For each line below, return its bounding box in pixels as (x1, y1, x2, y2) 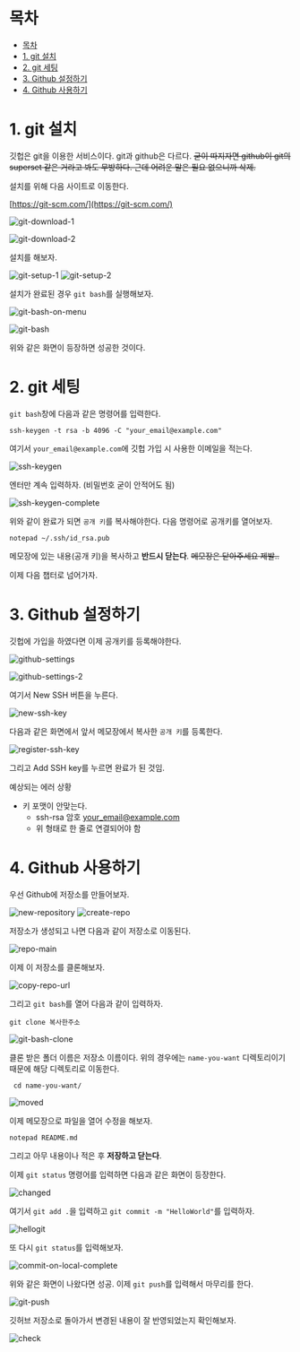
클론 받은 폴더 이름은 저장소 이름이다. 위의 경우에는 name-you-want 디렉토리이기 (9, 1052, 287, 1062)
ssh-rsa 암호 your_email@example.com (35, 811, 181, 822)
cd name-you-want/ (13, 1081, 82, 1090)
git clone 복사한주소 (9, 1018, 81, 1027)
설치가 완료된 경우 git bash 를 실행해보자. (9, 288, 154, 299)
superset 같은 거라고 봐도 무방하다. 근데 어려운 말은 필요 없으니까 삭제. (9, 161, 257, 172)
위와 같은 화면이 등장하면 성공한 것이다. (9, 342, 146, 352)
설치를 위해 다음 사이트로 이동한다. (9, 180, 129, 191)
